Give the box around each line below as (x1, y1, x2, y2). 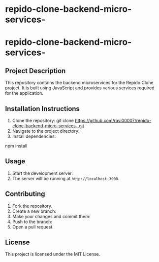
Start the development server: (12, 170, 73, 176)
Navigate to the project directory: (12, 128, 80, 134)
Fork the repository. (12, 203, 53, 209)
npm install (5, 143, 28, 149)
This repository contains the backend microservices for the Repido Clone (5, 80, 154, 86)
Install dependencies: (12, 133, 56, 139)
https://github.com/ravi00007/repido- (74, 117, 152, 123)
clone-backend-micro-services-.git (12, 123, 85, 129)
